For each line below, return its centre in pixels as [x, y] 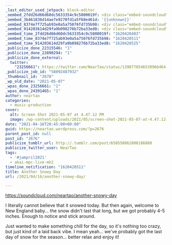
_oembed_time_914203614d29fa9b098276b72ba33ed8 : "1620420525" [73, 43]
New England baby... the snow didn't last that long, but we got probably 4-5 [85, 211]
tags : [11, 153]
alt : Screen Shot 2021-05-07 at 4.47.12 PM [57, 115]
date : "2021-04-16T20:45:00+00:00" [43, 124]
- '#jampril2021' [28, 158]
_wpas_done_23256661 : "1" [33, 86]
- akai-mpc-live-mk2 [32, 162]
